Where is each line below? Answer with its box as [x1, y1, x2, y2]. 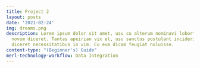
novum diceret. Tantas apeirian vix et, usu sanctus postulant [11, 36, 171, 42]
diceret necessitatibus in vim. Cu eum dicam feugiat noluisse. [11, 42, 174, 48]
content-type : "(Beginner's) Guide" [6, 47, 97, 53]
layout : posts [6, 14, 42, 20]
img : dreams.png [6, 25, 46, 31]
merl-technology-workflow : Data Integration [6, 53, 118, 59]
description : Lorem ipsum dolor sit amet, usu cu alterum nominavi [6, 31, 177, 37]
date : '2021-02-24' [6, 20, 55, 25]
